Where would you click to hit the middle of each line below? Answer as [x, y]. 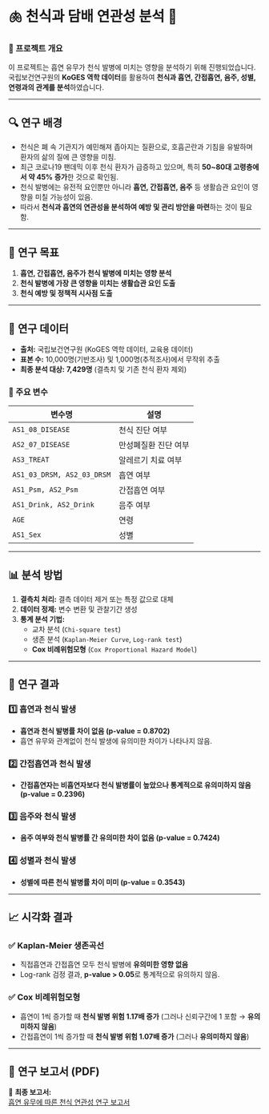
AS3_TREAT [31, 460]
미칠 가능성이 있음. [64, 197]
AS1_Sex [27, 535]
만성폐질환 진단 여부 [154, 446]
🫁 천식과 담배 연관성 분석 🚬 [93, 16]
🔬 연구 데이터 [39, 328]
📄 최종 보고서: [30, 1092]
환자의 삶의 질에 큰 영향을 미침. [68, 157]
